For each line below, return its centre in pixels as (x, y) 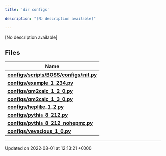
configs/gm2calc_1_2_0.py (40, 91)
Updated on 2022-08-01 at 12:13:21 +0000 (49, 148)
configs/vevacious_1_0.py (39, 131)
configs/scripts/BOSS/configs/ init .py (52, 75)
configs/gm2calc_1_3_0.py (40, 99)
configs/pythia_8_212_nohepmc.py (50, 123)
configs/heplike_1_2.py (36, 107)
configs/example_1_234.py (40, 83)
